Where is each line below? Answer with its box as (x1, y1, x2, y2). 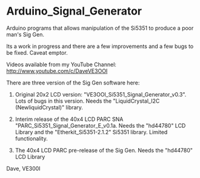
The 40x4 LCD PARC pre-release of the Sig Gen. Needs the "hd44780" (15, 146, 193, 154)
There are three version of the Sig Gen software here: (6, 79, 140, 86)
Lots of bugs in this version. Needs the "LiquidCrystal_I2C (15, 97, 160, 104)
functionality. (15, 135, 48, 142)
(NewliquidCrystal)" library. (15, 103, 84, 111)
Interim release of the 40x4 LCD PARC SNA (15, 115, 124, 123)
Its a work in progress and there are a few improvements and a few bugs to (6, 43, 194, 50)
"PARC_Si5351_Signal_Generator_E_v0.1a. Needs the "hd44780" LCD (15, 122, 186, 129)
